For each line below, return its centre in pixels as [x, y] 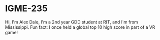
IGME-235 [26, 9]
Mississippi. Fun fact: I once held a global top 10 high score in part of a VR [80, 27]
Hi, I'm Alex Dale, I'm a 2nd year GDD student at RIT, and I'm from [72, 22]
